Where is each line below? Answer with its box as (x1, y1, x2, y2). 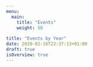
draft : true (6, 47, 35, 52)
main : (11, 14, 25, 20)
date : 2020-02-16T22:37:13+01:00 (6, 41, 88, 47)
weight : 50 (16, 24, 43, 31)
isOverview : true (6, 52, 49, 58)
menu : (6, 8, 19, 15)
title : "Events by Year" (6, 36, 67, 41)
